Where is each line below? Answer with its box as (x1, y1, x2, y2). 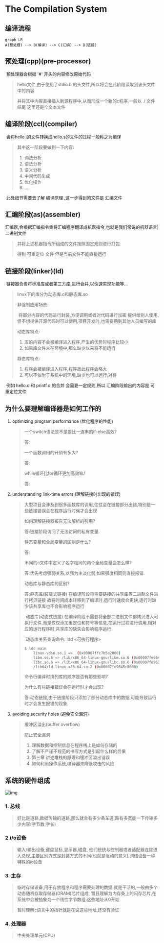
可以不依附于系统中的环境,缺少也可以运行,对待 (24, 372, 117, 378)
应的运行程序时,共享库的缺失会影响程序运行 (24, 626, 111, 632)
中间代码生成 (24, 173, 50, 179)
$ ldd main (24, 646, 47, 651)
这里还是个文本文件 (26, 104, 66, 110)
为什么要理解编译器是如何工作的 (5, 404, 102, 412)
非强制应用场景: (17, 302, 49, 308)
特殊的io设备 (17, 859, 42, 865)
